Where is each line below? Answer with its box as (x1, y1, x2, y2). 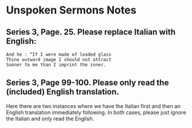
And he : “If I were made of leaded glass (6, 52, 112, 58)
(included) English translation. (6, 87, 119, 97)
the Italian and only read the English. (6, 115, 95, 122)
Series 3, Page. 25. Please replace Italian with (6, 27, 176, 37)
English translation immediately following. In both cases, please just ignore (6, 109, 187, 116)
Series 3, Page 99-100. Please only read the (6, 78, 169, 88)
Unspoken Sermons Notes (6, 4, 137, 17)
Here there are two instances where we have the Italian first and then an (6, 102, 181, 109)
